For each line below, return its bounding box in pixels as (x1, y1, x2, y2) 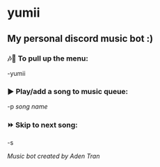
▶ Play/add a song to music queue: (7, 86, 129, 96)
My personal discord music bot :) (7, 33, 154, 45)
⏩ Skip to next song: (7, 120, 78, 130)
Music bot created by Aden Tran (7, 152, 100, 161)
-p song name (7, 102, 48, 111)
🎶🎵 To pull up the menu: (7, 54, 88, 63)
